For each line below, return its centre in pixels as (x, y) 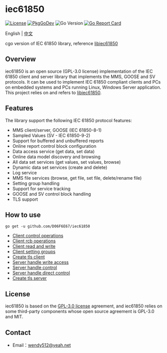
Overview (21, 59)
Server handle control (35, 268)
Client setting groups (34, 252)
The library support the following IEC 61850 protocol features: (69, 120)
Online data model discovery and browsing (56, 157)
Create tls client (28, 257)
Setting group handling (36, 183)
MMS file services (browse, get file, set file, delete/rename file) (77, 178)
